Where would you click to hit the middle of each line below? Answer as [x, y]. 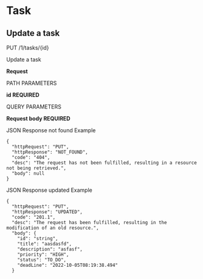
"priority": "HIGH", [43, 255]
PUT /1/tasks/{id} [28, 48]
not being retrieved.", [36, 168]
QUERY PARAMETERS [34, 107]
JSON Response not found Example [51, 130]
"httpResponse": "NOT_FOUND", [50, 152]
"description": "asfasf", [50, 249]
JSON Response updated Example [49, 190]
